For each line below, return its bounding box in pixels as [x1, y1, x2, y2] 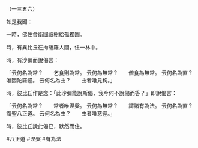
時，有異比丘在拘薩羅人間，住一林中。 [6, 44, 101, 51]
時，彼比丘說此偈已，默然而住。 [6, 123, 85, 129]
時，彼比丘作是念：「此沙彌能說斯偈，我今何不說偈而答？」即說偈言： [6, 90, 177, 96]
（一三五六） [6, 5, 38, 12]
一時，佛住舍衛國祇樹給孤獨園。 [6, 31, 85, 38]
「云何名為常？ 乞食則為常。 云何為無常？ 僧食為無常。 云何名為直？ [6, 69, 193, 76]
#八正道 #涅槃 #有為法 [6, 135, 62, 143]
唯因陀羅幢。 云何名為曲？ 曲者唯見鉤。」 [6, 77, 116, 84]
